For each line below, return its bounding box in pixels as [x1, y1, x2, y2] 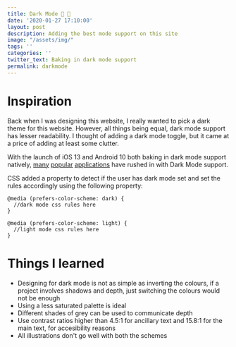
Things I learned [7, 255, 104, 272]
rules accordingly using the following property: [7, 181, 143, 190]
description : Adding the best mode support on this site [7, 30, 178, 37]
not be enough [17, 293, 61, 302]
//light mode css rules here [13, 226, 99, 233]
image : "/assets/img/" [7, 37, 74, 44]
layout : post [7, 23, 46, 30]
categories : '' [7, 50, 52, 57]
